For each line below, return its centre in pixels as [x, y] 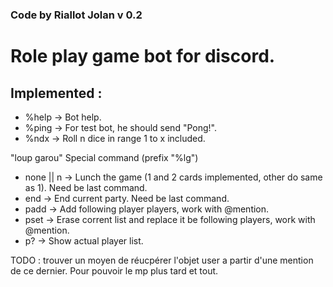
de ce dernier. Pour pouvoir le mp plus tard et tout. [114, 270]
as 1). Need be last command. [86, 187]
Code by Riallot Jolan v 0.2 [76, 15]
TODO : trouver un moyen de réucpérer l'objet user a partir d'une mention [162, 260]
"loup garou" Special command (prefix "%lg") [104, 157]
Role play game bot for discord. [143, 56]
